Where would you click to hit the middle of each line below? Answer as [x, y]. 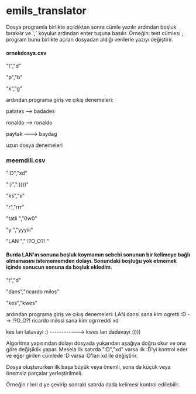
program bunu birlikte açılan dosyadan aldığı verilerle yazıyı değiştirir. [90, 39]
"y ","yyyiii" [20, 230]
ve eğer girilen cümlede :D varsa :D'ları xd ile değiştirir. [72, 355]
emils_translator [46, 11]
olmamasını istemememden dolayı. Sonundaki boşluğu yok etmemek [92, 261]
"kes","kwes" [22, 303]
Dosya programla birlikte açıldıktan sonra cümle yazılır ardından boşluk [91, 27]
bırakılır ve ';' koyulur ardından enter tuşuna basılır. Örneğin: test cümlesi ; [95, 33]
